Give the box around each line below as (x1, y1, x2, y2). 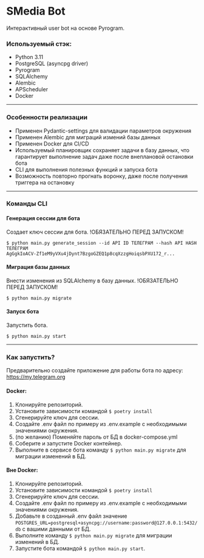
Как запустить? (6, 353, 55, 361)
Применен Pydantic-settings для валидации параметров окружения (15, 127, 192, 134)
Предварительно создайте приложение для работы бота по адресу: (6, 367, 183, 374)
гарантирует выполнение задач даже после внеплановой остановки (15, 153, 194, 160)
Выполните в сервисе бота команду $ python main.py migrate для (15, 446, 186, 453)
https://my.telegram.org (6, 373, 66, 381)
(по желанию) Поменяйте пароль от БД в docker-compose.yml (15, 433, 178, 441)
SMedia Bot (6, 4, 66, 18)
